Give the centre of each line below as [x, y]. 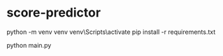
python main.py [29, 45]
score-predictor [54, 13]
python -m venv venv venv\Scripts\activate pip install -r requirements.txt [111, 32]
